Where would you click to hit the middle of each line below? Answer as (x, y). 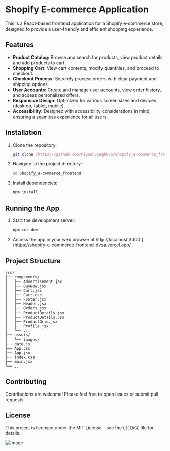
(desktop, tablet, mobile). (39, 106)
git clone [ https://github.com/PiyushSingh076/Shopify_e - (75, 154)
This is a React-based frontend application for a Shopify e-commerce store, (84, 23)
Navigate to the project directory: (47, 164)
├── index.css (20, 357)
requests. (15, 399)
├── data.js (18, 344)
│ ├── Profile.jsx (27, 326)
